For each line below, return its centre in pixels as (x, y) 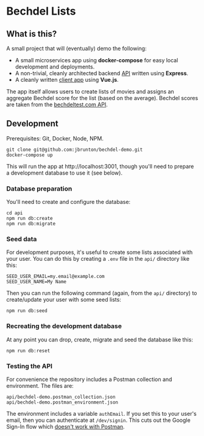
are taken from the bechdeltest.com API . (57, 104)
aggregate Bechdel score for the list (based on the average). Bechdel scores (102, 98)
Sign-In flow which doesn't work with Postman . (65, 427)
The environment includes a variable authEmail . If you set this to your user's (101, 414)
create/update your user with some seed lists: (64, 300)
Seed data (22, 239)
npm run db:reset (28, 351)
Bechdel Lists (41, 11)
